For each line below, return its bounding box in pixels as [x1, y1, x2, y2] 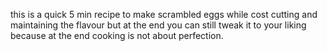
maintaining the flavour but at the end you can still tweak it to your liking [10, 19, 307, 31]
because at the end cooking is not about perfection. [10, 30, 224, 41]
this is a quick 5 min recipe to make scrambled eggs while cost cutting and [10, 9, 318, 20]
